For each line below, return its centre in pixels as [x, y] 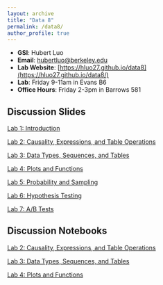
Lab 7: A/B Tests [31, 209]
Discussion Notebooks [57, 231]
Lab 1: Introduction [34, 129]
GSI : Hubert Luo [40, 53]
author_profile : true [38, 33]
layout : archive [31, 14]
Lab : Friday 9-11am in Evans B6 [62, 82]
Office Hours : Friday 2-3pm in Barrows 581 [79, 90]
